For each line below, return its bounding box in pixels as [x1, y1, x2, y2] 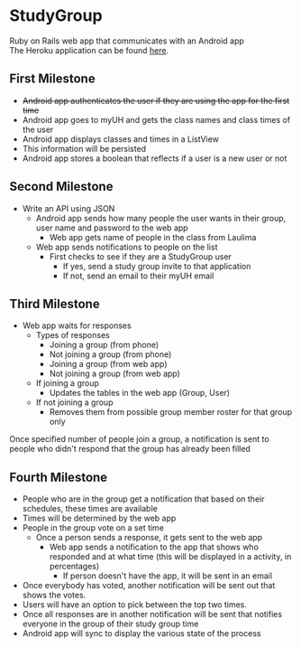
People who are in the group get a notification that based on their [22, 493, 265, 504]
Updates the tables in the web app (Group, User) [49, 388, 231, 399]
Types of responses [35, 330, 110, 341]
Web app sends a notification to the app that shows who [49, 541, 260, 552]
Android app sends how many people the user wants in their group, [35, 212, 287, 223]
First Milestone [9, 71, 96, 87]
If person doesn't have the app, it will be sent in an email [62, 570, 273, 581]
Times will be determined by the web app [22, 512, 177, 524]
